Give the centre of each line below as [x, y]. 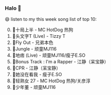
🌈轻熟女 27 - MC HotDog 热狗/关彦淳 [51, 81]
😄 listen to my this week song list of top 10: [51, 19]
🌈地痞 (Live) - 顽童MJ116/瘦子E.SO [49, 55]
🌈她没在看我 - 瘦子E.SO [37, 75]
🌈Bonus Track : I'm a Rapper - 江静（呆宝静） [60, 62]
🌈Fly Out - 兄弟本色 [33, 42]
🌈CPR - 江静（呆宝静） [36, 68]
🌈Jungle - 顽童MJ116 [34, 49]
